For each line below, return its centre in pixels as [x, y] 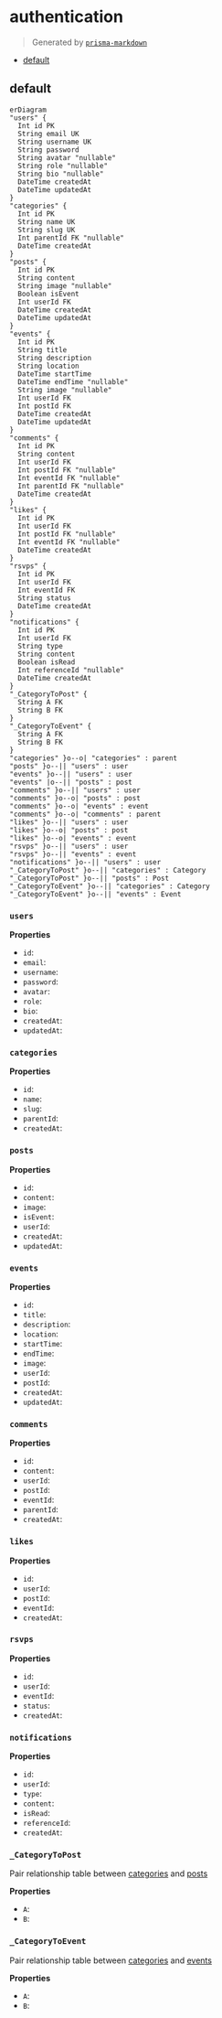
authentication [66, 17]
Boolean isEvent [48, 294]
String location [48, 366]
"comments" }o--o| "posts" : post [75, 798]
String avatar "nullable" [67, 157]
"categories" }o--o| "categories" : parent [94, 758]
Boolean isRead [47, 662]
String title [42, 349]
